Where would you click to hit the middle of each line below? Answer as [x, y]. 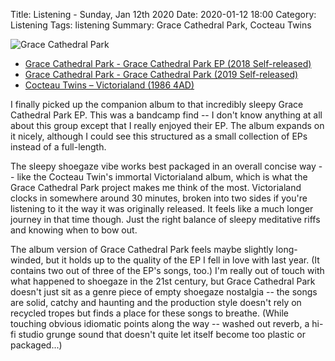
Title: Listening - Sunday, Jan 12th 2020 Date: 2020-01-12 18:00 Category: [163, 14]
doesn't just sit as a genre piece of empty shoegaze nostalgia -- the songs [164, 292]
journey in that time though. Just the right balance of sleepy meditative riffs [165, 219]
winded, [27, 260]
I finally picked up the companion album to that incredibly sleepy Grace [157, 104]
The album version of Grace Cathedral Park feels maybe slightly [142, 249]
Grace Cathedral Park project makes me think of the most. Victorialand [156, 187]
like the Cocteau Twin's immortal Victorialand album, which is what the [162, 177]
